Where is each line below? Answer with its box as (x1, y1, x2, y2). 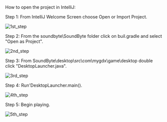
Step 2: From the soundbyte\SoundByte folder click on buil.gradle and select (5, 33, 162, 39)
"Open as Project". (5, 38, 43, 44)
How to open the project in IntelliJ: (5, 4, 76, 10)
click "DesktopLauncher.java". (5, 63, 67, 69)
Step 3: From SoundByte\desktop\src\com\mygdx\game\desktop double (5, 58, 153, 64)
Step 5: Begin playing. (5, 102, 50, 108)
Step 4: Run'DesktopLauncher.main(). (5, 82, 82, 88)
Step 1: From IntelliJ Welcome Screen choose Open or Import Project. (5, 14, 148, 19)
